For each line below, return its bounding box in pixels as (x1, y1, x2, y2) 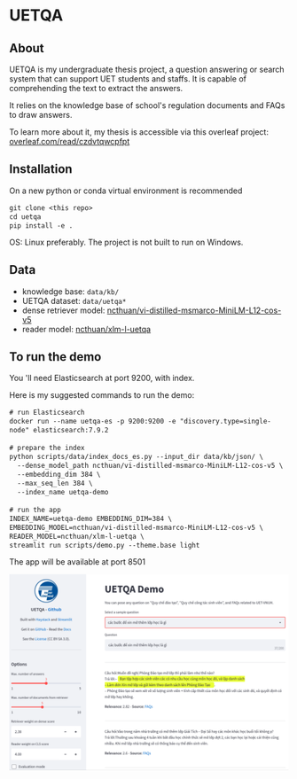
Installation (9, 161, 73, 177)
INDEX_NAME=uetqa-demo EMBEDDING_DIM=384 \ (9, 515, 173, 524)
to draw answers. (9, 110, 73, 120)
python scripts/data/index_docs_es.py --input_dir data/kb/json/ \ (9, 453, 264, 462)
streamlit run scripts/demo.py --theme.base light (9, 541, 200, 550)
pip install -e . (9, 221, 74, 230)
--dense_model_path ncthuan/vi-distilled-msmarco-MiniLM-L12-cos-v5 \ (17, 462, 284, 471)
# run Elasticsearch (9, 409, 86, 417)
